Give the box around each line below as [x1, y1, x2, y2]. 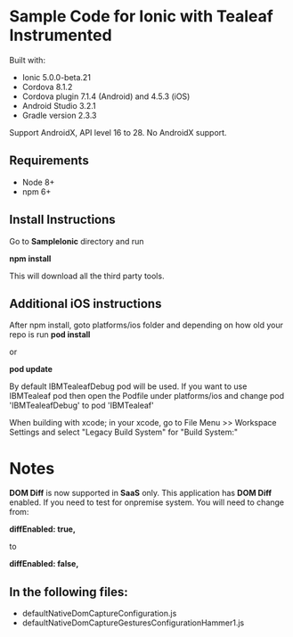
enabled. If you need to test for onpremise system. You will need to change [9, 497, 285, 508]
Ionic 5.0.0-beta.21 [21, 71, 92, 82]
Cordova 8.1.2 [21, 81, 73, 92]
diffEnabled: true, [9, 524, 76, 534]
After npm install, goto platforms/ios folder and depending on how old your [9, 319, 283, 331]
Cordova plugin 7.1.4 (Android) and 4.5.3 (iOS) [21, 91, 191, 102]
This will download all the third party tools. [9, 270, 165, 281]
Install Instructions [9, 212, 116, 227]
